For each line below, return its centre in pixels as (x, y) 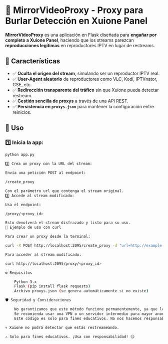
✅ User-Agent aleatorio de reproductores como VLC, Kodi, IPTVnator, (85, 79)
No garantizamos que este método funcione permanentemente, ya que (86, 309)
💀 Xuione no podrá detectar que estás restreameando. (62, 327)
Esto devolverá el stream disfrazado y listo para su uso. (68, 223)
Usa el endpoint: (23, 205)
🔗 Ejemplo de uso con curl (33, 228)
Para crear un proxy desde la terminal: (48, 237)
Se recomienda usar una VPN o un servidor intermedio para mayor (84, 314)
